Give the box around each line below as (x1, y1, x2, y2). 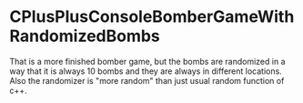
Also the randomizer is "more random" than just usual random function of (9, 75, 285, 86)
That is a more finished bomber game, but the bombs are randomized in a (9, 56, 286, 67)
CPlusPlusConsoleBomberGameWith (9, 6, 295, 27)
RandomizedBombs (9, 26, 161, 46)
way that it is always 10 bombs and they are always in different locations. (9, 66, 282, 77)
